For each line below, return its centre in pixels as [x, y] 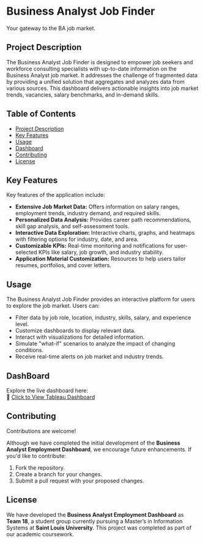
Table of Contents [41, 114]
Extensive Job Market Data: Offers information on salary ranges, [97, 207]
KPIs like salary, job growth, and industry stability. [101, 253]
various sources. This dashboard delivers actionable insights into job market [102, 88]
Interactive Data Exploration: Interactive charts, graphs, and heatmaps [105, 233]
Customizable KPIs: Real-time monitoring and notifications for [94, 246]
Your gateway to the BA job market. [51, 28]
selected [26, 253]
